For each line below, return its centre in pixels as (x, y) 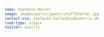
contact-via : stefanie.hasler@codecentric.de (52, 18)
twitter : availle (22, 27)
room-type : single (23, 23)
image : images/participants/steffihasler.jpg (52, 14)
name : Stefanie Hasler (28, 9)
